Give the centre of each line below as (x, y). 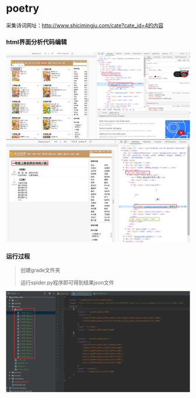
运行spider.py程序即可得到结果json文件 (67, 283)
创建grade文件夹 (40, 270)
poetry (23, 8)
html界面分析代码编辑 (36, 42)
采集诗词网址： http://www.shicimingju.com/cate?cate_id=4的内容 (85, 25)
